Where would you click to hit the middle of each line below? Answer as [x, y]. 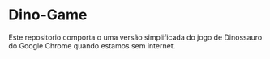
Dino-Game [48, 15]
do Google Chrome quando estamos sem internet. [92, 45]
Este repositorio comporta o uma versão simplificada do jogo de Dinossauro [135, 37]
